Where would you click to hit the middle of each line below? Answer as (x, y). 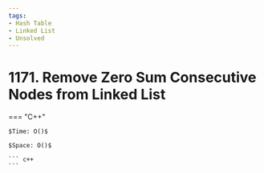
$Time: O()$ (28, 132)
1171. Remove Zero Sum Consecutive (132, 78)
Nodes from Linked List (87, 95)
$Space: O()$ (30, 146)
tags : (17, 16)
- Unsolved (26, 38)
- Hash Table (30, 23)
